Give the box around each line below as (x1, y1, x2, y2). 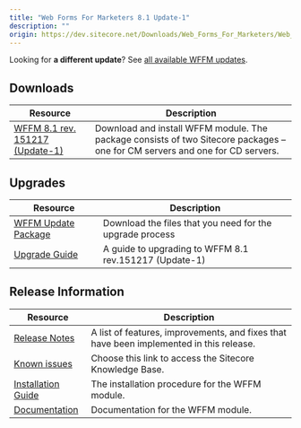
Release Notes (13, 331, 75, 344)
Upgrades (9, 175, 65, 190)
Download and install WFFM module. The (95, 122, 268, 135)
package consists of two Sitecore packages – (95, 134, 287, 146)
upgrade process (102, 228, 176, 240)
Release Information (9, 284, 125, 300)
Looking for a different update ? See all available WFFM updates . (9, 55, 248, 66)
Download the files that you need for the (102, 217, 272, 229)
